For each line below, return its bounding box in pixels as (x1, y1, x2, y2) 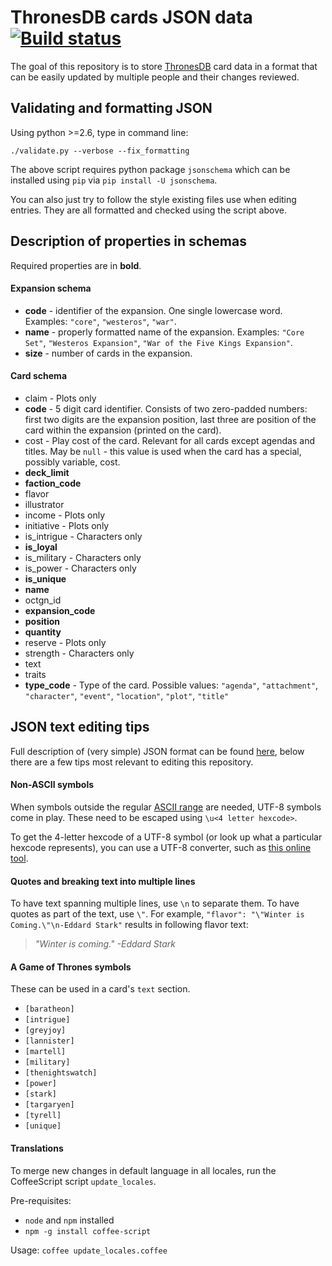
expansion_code (24, 604, 96, 616)
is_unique (24, 572, 67, 585)
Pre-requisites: (10, 1194, 72, 1206)
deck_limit (24, 466, 70, 478)
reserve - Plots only (24, 636, 107, 648)
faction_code (24, 477, 82, 489)
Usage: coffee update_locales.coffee (10, 1244, 168, 1256)
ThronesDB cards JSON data (10, 6, 253, 29)
